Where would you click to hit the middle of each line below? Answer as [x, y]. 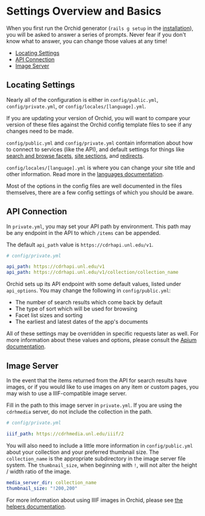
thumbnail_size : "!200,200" [42, 488]
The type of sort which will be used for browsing [76, 309]
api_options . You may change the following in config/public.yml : [88, 290]
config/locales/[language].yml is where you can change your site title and [101, 167]
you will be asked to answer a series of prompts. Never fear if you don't [96, 34]
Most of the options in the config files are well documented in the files [94, 186]
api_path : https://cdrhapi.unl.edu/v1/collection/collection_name [92, 273]
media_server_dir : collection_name [52, 482]
